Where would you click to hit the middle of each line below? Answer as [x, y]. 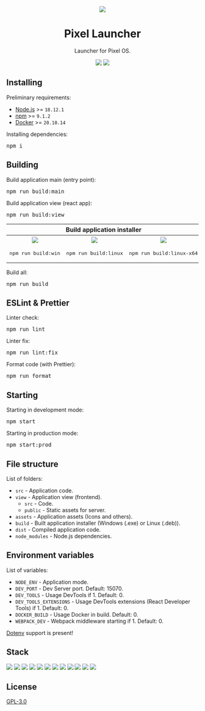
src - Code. [39, 503]
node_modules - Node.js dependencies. [63, 536]
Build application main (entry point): [51, 179]
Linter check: [23, 318]
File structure [32, 464]
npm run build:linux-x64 [164, 253]
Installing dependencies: [37, 134]
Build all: [17, 272]
